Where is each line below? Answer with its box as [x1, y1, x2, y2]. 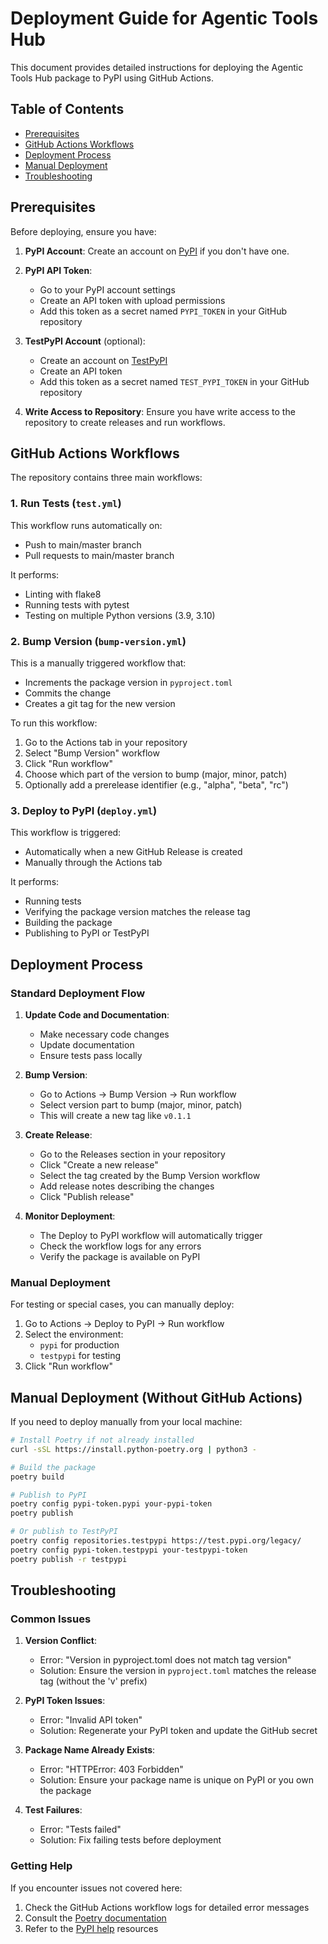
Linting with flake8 [24, 588, 102, 600]
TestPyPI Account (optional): [24, 335, 146, 347]
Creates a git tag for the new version [24, 697, 176, 709]
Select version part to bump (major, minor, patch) [39, 1098, 243, 1111]
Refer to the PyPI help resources [24, 1922, 159, 1934]
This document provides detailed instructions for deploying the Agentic [10, 61, 304, 73]
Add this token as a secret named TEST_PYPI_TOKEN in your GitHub [39, 375, 310, 387]
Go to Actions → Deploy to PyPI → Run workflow [24, 1318, 225, 1330]
